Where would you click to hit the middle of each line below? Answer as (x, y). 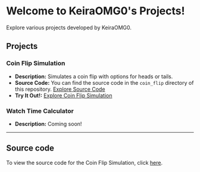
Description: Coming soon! (48, 124)
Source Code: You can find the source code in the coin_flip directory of (104, 82)
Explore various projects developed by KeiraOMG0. (69, 27)
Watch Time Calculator (40, 110)
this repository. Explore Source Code (60, 89)
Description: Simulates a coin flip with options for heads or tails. (94, 76)
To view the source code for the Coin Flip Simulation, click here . (85, 162)
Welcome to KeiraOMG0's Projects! (96, 11)
